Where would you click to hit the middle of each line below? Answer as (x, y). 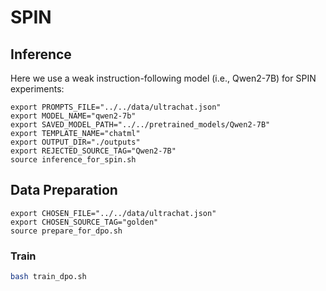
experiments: (37, 89)
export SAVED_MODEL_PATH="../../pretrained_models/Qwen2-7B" (140, 125)
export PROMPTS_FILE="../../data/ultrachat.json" (116, 107)
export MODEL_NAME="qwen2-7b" (73, 116)
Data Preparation (64, 190)
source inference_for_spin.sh (73, 160)
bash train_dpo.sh (48, 277)
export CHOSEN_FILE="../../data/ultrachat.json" (113, 213)
